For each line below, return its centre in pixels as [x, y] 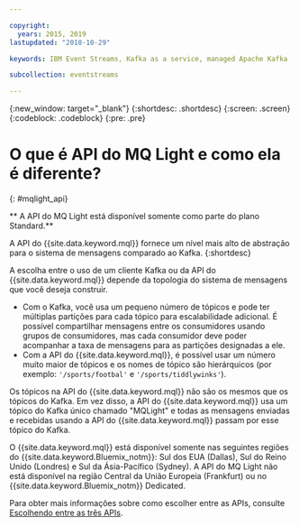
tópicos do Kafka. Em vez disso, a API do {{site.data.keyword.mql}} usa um [149, 401]
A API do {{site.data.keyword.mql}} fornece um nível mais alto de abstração [149, 244]
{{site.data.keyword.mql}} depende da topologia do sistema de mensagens [149, 280]
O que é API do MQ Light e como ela [145, 155]
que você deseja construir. [59, 290]
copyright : [30, 25]
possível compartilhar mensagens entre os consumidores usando [144, 327]
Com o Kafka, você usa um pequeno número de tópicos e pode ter [146, 307]
